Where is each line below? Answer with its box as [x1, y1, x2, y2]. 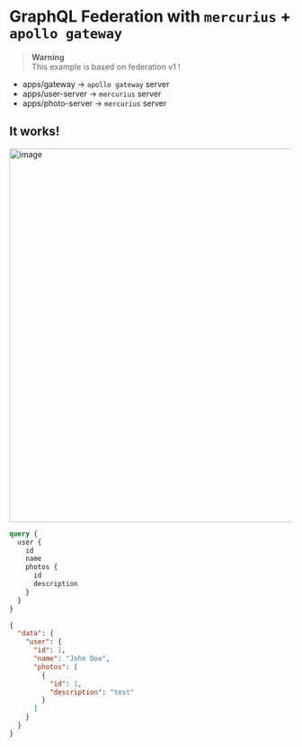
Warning [31, 51, 65, 62]
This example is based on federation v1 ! [31, 61, 182, 72]
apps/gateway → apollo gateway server [22, 78, 170, 89]
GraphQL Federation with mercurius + [9, 6, 291, 27]
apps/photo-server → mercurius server [22, 97, 167, 109]
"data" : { [17, 629, 54, 638]
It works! [9, 124, 60, 139]
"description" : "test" [49, 688, 135, 697]
